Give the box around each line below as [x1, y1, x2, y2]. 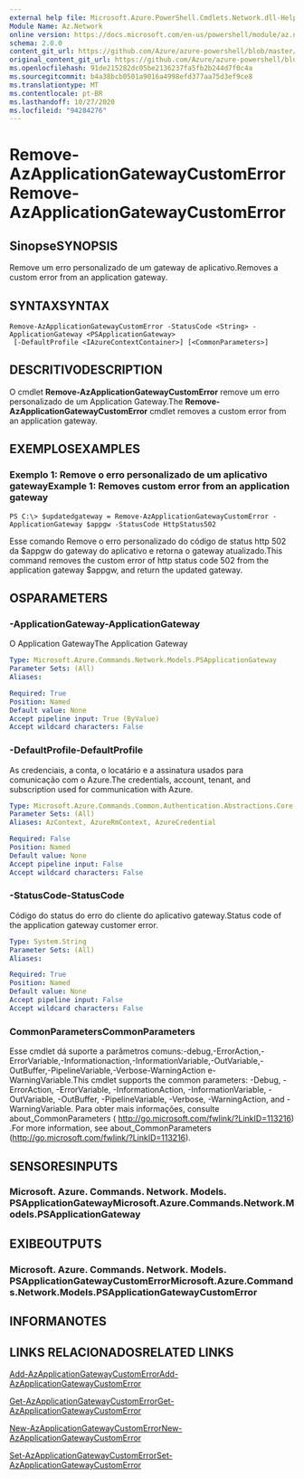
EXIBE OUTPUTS [9, 1236, 102, 1251]
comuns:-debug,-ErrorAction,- [150, 1046, 265, 1057]
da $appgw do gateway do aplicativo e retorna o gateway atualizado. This [9, 545, 283, 556]
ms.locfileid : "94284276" [9, 106, 107, 115]
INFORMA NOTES [9, 1313, 107, 1330]
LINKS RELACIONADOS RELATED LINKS [9, 1344, 234, 1360]
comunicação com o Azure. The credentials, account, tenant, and [9, 774, 252, 785]
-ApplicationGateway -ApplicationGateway [9, 617, 201, 630]
